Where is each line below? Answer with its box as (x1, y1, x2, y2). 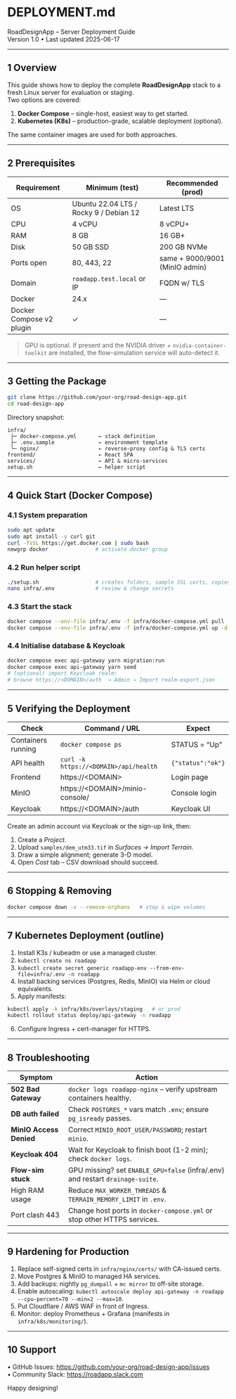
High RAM (11, 1186, 44, 1196)
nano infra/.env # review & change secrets (7, 585, 174, 592)
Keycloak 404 (11, 1149, 58, 1159)
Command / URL (84, 724, 140, 734)
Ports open (11, 257, 47, 267)
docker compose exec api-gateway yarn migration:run (7, 657, 165, 664)
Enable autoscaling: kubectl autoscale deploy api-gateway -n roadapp (17, 1286, 224, 1295)
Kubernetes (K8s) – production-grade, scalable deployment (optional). (17, 117, 223, 125)
